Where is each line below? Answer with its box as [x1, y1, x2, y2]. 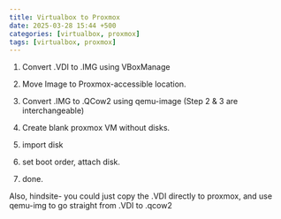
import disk [21, 140, 64, 150]
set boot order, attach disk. [21, 156, 121, 168]
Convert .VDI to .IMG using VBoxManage [21, 62, 171, 72]
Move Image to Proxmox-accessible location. [21, 79, 187, 89]
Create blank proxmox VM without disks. [21, 123, 171, 133]
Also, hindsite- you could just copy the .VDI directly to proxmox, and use [9, 191, 272, 201]
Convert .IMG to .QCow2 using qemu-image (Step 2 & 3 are [21, 96, 239, 107]
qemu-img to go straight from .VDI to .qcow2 [9, 200, 172, 211]
